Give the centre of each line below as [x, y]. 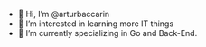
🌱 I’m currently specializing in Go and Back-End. [108, 33]
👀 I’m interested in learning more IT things [96, 23]
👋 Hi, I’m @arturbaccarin [64, 14]
